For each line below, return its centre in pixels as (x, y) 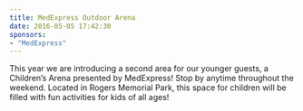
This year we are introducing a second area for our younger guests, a (139, 69)
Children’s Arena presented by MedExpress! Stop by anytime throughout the (152, 79)
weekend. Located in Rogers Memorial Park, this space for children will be (148, 88)
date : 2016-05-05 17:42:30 (60, 26)
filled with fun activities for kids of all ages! (89, 97)
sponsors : (28, 34)
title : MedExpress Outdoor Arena (73, 18)
